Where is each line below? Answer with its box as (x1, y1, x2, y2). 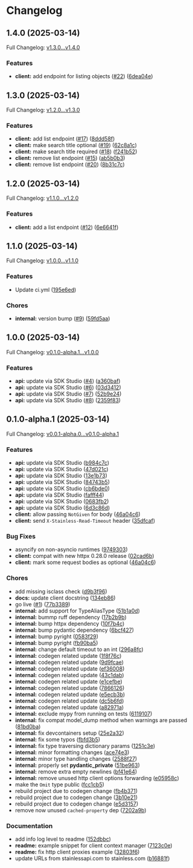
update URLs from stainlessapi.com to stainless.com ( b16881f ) (14, 855, 170, 862)
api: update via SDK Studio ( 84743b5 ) (14, 479, 110, 486)
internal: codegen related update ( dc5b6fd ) (14, 697, 124, 704)
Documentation (6, 821, 53, 830)
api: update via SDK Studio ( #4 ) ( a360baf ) (14, 377, 121, 385)
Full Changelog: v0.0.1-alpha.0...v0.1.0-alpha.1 (6, 430, 119, 437)
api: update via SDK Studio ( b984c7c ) (14, 459, 110, 466)
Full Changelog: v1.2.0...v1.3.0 (6, 107, 80, 114)
